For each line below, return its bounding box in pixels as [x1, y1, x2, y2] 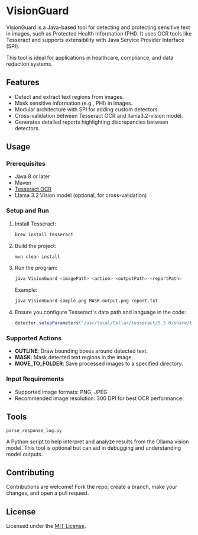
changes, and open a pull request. [6, 489, 90, 497]
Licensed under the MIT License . [6, 523, 86, 530]
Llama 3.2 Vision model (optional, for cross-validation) [14, 192, 147, 199]
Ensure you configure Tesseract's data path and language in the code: [14, 309, 186, 316]
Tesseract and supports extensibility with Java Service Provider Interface [6, 36, 184, 43]
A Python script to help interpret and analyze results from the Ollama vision [6, 438, 189, 445]
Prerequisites [6, 160, 46, 168]
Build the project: [14, 242, 57, 249]
